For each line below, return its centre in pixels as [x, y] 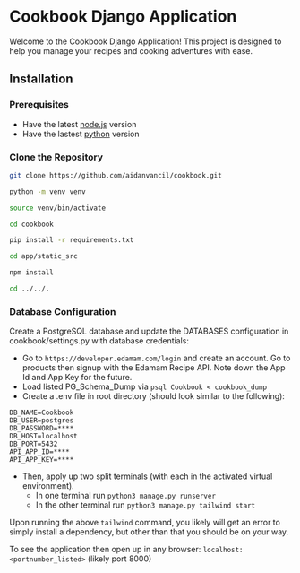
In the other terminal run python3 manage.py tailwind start [146, 505]
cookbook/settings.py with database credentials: [99, 341]
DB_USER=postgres [42, 421]
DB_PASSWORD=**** [42, 429]
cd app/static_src [43, 256]
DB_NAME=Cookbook [42, 413]
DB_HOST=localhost [43, 437]
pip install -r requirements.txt [72, 240]
